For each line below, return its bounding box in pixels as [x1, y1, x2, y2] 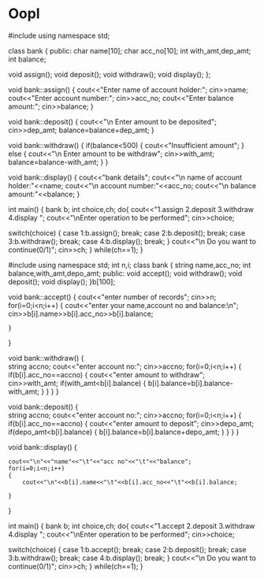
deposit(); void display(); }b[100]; [8, 277, 116, 286]
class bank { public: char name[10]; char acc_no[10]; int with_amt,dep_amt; [8, 46, 251, 55]
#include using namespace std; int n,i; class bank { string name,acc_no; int [8, 260, 251, 269]
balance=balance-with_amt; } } [8, 157, 109, 166]
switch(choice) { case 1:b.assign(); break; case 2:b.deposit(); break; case [8, 228, 246, 237]
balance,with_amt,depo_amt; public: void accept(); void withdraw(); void [8, 269, 243, 278]
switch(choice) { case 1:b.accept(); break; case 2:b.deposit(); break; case [8, 544, 247, 554]
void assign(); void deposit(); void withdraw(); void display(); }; [8, 69, 211, 79]
